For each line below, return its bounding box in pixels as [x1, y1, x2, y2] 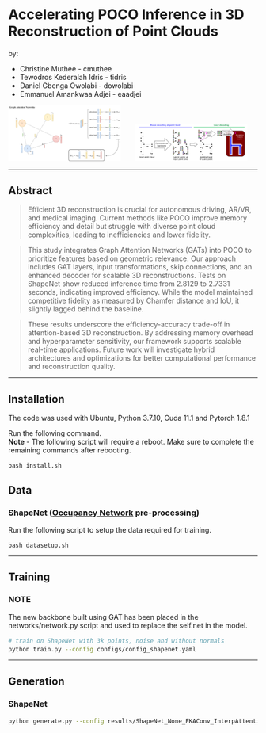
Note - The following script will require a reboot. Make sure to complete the [8, 437, 255, 447]
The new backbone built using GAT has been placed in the [8, 612, 199, 621]
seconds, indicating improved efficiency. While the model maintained [27, 288, 253, 297]
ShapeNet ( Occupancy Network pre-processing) [8, 507, 199, 518]
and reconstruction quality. [27, 362, 116, 372]
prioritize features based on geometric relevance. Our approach [27, 254, 236, 263]
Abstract [8, 184, 53, 197]
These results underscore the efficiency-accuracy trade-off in [27, 319, 230, 330]
